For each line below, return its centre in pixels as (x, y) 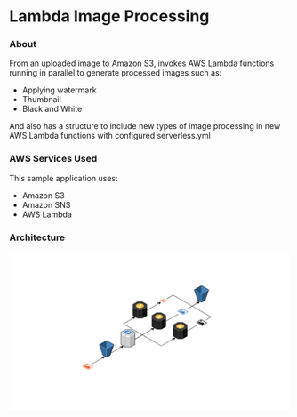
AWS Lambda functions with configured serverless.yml (110, 136)
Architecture (37, 237)
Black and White (52, 109)
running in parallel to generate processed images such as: (116, 73)
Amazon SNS (46, 204)
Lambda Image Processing (109, 16)
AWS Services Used (53, 159)
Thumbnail (42, 100)
